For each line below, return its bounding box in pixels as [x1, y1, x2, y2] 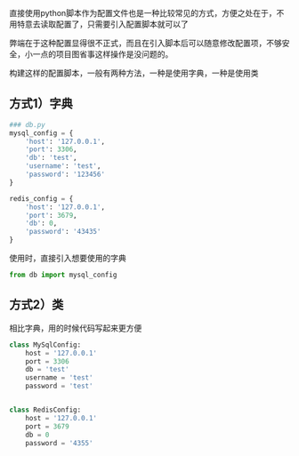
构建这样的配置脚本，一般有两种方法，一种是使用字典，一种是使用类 [9, 68, 259, 78]
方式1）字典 [9, 96, 74, 111]
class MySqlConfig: [9, 340, 82, 349]
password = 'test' [25, 381, 93, 391]
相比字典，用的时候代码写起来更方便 [9, 323, 142, 333]
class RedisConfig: [9, 405, 82, 414]
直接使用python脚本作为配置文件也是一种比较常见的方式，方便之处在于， [9, 8, 277, 18]
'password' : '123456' [25, 170, 105, 180]
